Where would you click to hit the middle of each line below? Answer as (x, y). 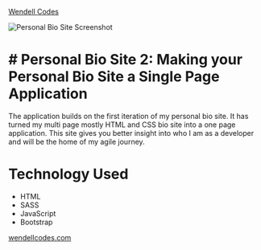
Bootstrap (36, 222)
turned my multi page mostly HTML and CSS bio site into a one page (122, 125)
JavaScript (38, 213)
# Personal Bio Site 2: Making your (126, 60)
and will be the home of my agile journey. (77, 141)
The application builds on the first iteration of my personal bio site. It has (128, 116)
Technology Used (68, 174)
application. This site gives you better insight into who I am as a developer (131, 133)
